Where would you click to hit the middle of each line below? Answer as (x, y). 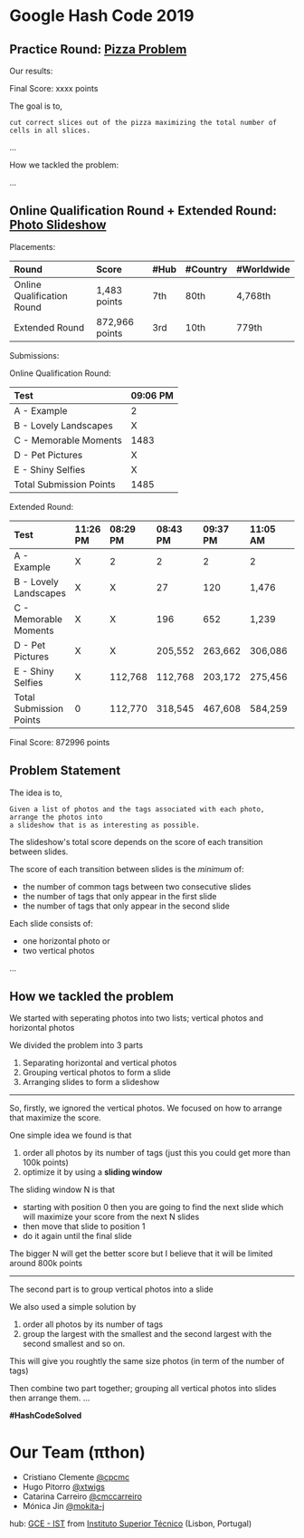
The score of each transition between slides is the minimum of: (127, 869)
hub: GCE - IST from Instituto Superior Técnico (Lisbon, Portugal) (131, 1524)
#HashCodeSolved (46, 1416)
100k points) (46, 1163)
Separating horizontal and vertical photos (100, 1063)
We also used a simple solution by (73, 1307)
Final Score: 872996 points (60, 742)
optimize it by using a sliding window (92, 1172)
